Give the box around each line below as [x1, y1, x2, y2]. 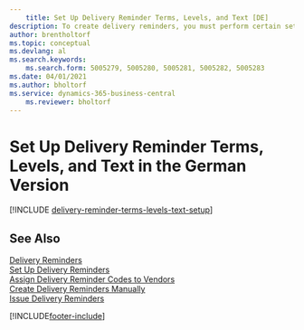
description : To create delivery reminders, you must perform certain [9, 22, 281, 31]
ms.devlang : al [9, 47, 67, 56]
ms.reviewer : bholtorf [25, 97, 111, 107]
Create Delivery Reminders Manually [9, 284, 146, 295]
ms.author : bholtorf [9, 80, 88, 90]
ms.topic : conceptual [9, 38, 91, 48]
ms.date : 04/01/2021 [9, 72, 88, 81]
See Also [9, 231, 61, 246]
